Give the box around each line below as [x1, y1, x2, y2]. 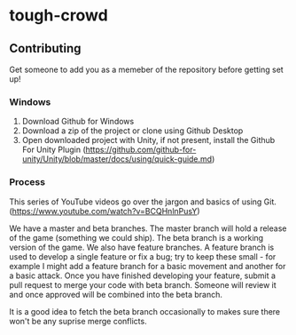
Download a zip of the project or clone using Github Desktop [21, 125, 244, 136]
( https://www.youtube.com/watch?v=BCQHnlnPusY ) [9, 205, 200, 216]
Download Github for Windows [21, 116, 135, 127]
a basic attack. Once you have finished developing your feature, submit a [9, 270, 277, 281]
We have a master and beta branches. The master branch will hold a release [9, 223, 287, 234]
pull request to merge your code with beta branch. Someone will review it [9, 279, 277, 290]
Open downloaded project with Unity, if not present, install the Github [21, 135, 276, 146]
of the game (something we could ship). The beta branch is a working [9, 232, 264, 243]
